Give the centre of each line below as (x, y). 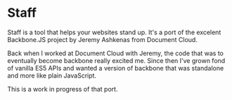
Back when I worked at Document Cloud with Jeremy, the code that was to (115, 53)
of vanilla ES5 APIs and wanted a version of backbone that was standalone (116, 68)
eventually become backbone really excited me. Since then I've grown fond (116, 60)
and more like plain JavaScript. (52, 76)
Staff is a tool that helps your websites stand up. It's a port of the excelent (114, 32)
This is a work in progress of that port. (63, 89)
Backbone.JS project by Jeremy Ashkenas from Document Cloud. (103, 39)
